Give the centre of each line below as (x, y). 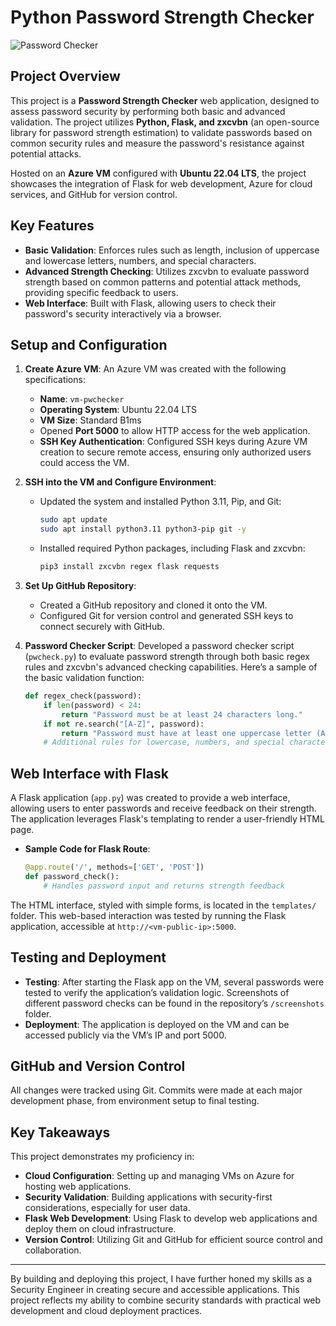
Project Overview (65, 76)
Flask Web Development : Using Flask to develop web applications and (171, 1218)
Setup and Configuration (89, 344)
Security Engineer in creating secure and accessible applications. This (155, 1290)
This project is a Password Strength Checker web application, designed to (165, 100)
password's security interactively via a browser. (123, 313)
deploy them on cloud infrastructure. (100, 1229)
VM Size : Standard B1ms (90, 420)
